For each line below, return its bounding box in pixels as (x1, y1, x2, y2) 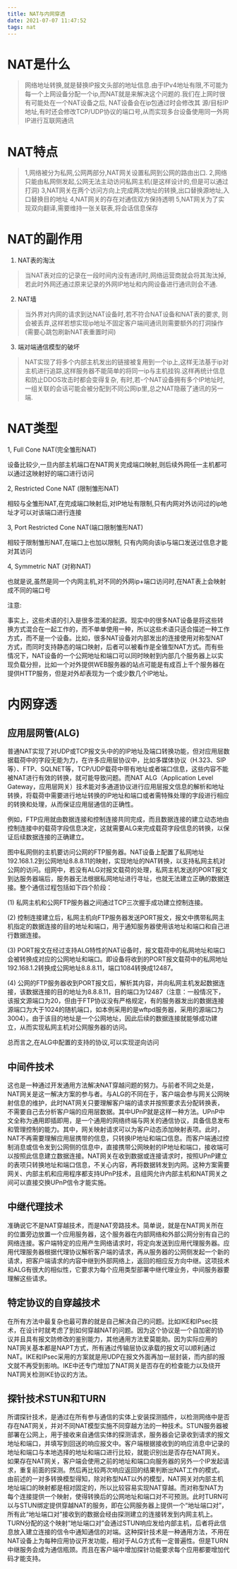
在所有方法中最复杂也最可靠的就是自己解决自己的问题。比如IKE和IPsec (7, 1317, 212, 1326)
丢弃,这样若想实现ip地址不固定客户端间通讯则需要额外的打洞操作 (37, 319, 224, 328)
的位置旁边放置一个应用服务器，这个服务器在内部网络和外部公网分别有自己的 (7, 1229, 230, 1238)
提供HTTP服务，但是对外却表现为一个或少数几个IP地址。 (7, 669, 172, 678)
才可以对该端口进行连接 (13, 508, 82, 517)
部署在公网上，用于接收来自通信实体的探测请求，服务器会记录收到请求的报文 (7, 1430, 230, 1439)
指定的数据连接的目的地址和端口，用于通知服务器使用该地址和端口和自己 (13, 922, 224, 931)
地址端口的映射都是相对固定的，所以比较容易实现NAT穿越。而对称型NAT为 (7, 1483, 224, 1492)
